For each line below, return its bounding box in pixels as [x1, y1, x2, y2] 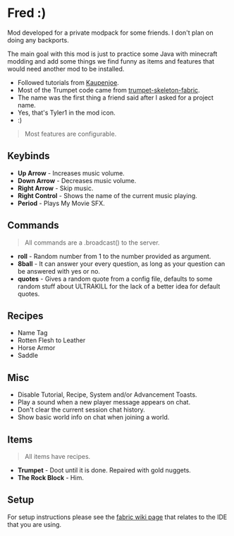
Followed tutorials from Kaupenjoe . [17, 78, 120, 86]
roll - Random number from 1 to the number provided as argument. [17, 252, 211, 260]
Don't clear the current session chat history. [17, 405, 146, 414]
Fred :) [7, 5, 47, 21]
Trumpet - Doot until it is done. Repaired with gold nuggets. [17, 466, 192, 474]
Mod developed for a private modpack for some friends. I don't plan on [7, 28, 214, 37]
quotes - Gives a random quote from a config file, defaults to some [17, 274, 213, 283]
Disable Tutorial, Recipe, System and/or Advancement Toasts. [17, 390, 197, 399]
